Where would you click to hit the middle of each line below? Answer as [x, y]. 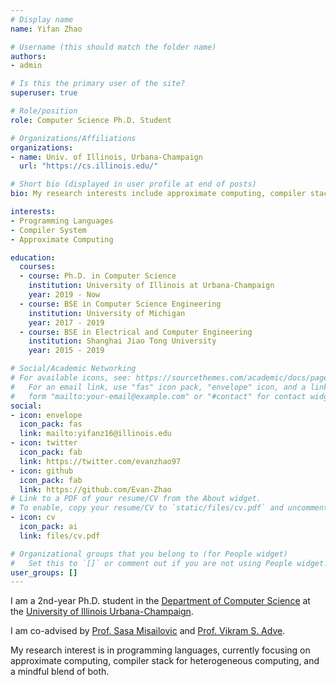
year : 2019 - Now [64, 295]
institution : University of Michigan [107, 313]
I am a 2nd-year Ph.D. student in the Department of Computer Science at [160, 601]
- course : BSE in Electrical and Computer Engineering [136, 332]
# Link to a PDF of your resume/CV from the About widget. [136, 499]
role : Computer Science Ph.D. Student [91, 120]
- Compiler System [48, 230]
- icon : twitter [44, 443]
